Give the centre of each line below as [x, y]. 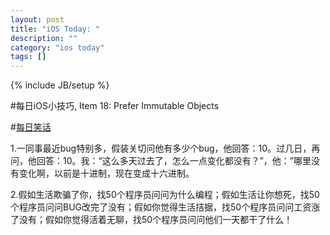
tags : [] [28, 57]
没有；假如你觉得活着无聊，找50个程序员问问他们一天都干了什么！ [155, 220]
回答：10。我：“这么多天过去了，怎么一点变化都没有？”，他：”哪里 [174, 161]
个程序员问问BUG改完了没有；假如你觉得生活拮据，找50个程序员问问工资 [161, 207]
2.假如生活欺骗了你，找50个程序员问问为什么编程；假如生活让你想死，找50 [165, 195]
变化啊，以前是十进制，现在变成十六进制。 [106, 173]
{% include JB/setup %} [60, 85]
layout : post [37, 19]
